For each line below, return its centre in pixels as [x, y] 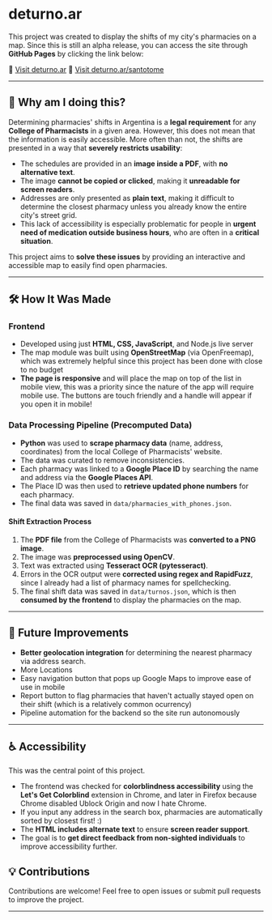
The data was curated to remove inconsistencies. [102, 460]
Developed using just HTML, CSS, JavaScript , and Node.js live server [136, 344]
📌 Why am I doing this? [67, 102]
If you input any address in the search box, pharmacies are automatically [141, 811]
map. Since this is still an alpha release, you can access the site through [128, 45]
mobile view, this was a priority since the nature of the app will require [137, 387]
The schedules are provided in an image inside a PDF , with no [124, 164]
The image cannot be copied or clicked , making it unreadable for [130, 181]
